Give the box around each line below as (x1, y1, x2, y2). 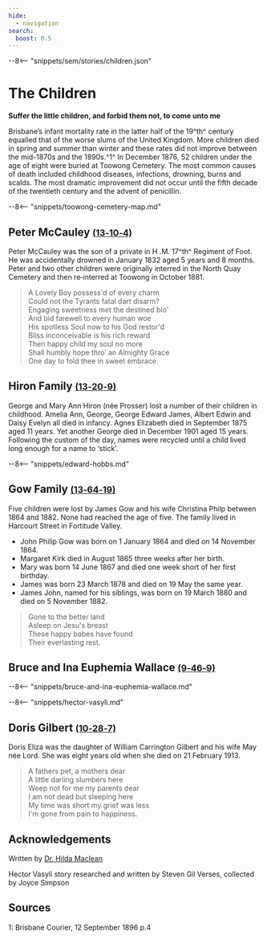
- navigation (15, 19, 59, 27)
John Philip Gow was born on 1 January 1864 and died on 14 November (19, 536, 256, 546)
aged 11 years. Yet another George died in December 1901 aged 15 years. (8, 426, 249, 436)
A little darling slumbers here (27, 775, 123, 785)
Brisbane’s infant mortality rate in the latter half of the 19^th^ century (8, 126, 234, 137)
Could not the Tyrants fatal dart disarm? (27, 297, 160, 306)
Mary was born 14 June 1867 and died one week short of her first (19, 562, 237, 572)
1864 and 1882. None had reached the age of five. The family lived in (8, 512, 237, 522)
